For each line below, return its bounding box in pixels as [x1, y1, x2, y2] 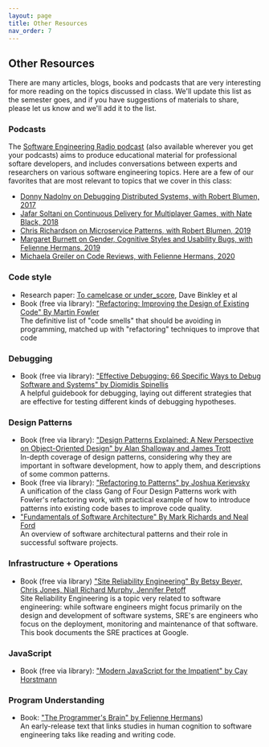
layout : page [8, 11, 52, 20]
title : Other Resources [8, 19, 88, 27]
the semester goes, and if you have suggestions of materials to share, [8, 95, 239, 105]
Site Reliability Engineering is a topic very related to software [19, 593, 222, 603]
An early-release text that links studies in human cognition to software [19, 721, 252, 731]
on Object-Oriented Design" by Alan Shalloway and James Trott [19, 444, 231, 453]
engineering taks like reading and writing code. [19, 730, 176, 740]
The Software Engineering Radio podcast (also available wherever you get [8, 142, 254, 151]
